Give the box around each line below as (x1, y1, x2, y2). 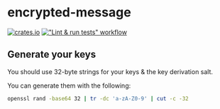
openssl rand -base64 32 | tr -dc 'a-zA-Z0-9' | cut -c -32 (7, 95, 189, 102)
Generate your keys (7, 48, 97, 61)
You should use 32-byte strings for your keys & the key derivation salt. (7, 67, 214, 76)
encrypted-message (7, 4, 131, 21)
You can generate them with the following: (7, 81, 131, 90)
